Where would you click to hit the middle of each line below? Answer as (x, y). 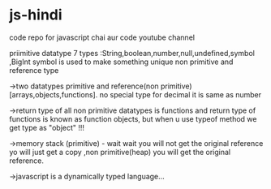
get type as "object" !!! (47, 127)
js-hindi (36, 15)
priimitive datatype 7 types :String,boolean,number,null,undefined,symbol (132, 53)
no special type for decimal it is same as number (181, 94)
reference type (34, 70)
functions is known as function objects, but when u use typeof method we (133, 118)
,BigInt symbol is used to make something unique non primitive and (121, 62)
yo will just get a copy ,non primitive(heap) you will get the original (120, 152)
